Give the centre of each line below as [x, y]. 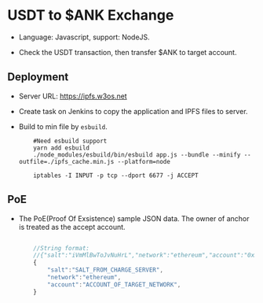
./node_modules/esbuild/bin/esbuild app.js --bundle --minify [137, 155]
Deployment [38, 77]
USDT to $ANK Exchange [91, 15]
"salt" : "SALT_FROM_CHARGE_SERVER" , [106, 270]
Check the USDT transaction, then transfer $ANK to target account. [128, 52]
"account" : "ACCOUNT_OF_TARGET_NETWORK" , [114, 285]
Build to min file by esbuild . [63, 126]
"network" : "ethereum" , [84, 278]
